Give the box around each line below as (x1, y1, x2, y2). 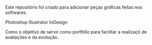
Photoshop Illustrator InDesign (5, 19, 67, 25)
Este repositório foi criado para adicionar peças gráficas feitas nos (5, 4, 142, 10)
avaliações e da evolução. (5, 34, 59, 40)
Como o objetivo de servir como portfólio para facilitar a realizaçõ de (5, 29, 147, 34)
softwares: (5, 9, 27, 15)
